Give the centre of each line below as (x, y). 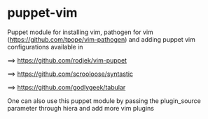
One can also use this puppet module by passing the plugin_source (104, 101)
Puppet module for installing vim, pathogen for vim (81, 32)
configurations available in (45, 47)
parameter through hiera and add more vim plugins (81, 108)
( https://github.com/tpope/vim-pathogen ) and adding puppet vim (102, 39)
